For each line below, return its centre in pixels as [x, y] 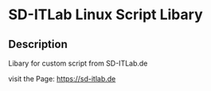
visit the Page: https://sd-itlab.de [62, 79]
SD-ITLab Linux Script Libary [105, 15]
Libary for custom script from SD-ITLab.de [78, 63]
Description [38, 44]
